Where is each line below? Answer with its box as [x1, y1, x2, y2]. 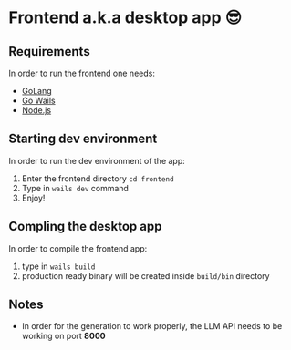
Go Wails [21, 95, 56, 106]
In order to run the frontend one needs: [8, 67, 156, 78]
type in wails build [21, 261, 96, 272]
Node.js [21, 105, 52, 116]
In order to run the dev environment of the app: [8, 155, 186, 166]
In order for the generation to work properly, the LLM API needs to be [21, 321, 283, 332]
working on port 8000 [21, 331, 106, 342]
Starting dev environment [8, 131, 158, 147]
